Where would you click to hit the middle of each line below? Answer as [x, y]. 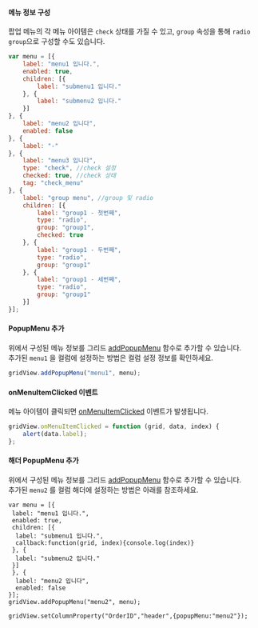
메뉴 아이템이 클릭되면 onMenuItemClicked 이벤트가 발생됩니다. [109, 411]
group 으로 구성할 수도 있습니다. [57, 42]
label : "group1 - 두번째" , [79, 250]
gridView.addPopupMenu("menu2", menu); [75, 602]
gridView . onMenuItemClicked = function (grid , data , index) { [114, 427]
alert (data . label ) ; [55, 434]
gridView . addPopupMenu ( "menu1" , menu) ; [75, 373]
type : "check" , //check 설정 [69, 168]
